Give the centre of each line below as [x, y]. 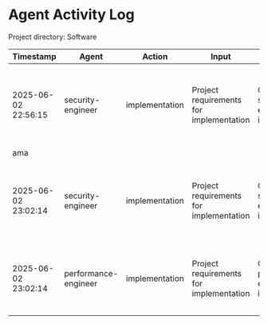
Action [155, 56]
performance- [91, 273]
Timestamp [35, 56]
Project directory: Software [53, 37]
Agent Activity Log [71, 15]
